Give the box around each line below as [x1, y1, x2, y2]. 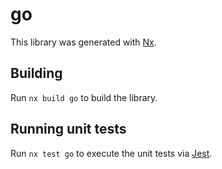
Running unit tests [10, 121, 127, 138]
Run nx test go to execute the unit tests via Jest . [10, 147, 213, 159]
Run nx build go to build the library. [10, 91, 158, 103]
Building [10, 65, 63, 82]
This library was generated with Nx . [10, 36, 157, 48]
